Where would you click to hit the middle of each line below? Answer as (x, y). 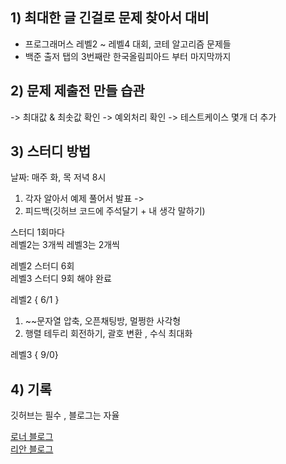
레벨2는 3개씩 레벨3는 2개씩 (65, 245)
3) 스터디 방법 (51, 151)
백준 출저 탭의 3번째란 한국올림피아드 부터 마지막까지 (128, 56)
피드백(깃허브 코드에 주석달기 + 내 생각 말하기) (115, 211)
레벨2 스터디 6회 (42, 266)
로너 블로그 (32, 437)
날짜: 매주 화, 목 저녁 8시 (58, 177)
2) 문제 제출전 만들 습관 (77, 91)
